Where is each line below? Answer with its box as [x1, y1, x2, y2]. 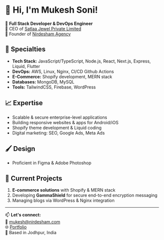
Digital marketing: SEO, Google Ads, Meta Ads [12, 130, 105, 136]
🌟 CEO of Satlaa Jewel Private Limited [5, 25, 82, 31]
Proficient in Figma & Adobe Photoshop [12, 160, 92, 166]
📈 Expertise [5, 99, 43, 107]
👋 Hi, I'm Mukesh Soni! [5, 4, 98, 16]
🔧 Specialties [5, 45, 46, 53]
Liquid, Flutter [12, 63, 41, 69]
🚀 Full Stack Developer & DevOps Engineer [5, 21, 93, 26]
